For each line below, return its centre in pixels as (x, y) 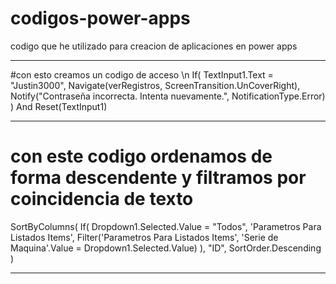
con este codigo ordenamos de (141, 156)
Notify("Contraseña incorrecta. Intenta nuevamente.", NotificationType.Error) (168, 96)
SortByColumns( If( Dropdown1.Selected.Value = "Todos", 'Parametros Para (166, 226)
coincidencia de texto (102, 199)
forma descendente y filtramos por (158, 178)
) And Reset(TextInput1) (59, 106)
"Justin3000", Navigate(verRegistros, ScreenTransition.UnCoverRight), (155, 85)
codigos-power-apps (100, 18)
